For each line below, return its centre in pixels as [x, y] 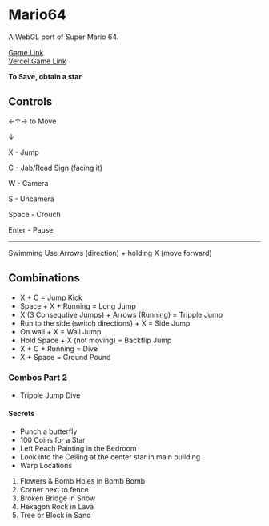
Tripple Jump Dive [50, 395]
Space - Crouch [35, 214]
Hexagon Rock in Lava [57, 507]
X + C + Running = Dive [59, 348]
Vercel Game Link [37, 61]
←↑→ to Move [32, 121]
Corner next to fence [54, 490]
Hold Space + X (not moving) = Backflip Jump [96, 340]
